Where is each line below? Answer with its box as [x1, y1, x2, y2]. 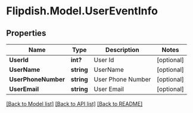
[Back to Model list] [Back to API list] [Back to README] [6, 100, 143, 107]
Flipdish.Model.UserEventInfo [6, 4, 158, 18]
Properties [6, 28, 46, 38]
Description [105, 46, 140, 54]
